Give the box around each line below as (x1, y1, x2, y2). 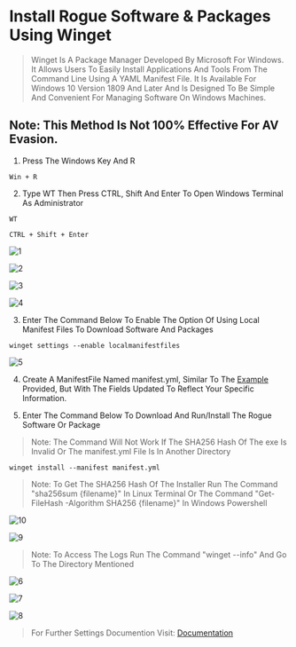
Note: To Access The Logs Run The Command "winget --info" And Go (30, 548, 287, 560)
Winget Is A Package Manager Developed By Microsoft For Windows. (30, 54, 284, 65)
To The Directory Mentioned (30, 558, 135, 569)
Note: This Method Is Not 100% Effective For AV (9, 118, 279, 133)
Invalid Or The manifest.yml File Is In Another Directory (30, 446, 231, 456)
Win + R (9, 172, 38, 181)
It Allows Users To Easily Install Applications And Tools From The (30, 64, 268, 75)
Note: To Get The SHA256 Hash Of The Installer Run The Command (30, 478, 278, 489)
